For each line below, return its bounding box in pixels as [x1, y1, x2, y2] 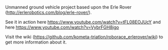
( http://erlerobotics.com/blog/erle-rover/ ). [5, 9, 92, 15]
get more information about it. [5, 39, 67, 45]
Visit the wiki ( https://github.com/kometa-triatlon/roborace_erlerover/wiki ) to [5, 34, 163, 40]
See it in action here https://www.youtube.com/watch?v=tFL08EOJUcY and [5, 19, 161, 25]
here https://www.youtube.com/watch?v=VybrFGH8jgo [5, 24, 119, 30]
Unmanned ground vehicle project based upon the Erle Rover [5, 4, 132, 10]
